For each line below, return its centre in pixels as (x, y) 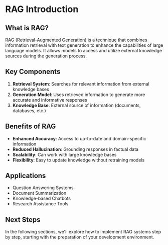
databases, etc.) (29, 110)
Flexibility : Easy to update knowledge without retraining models (78, 160)
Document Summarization (39, 193)
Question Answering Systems (43, 188)
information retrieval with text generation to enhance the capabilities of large (84, 45)
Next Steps (23, 220)
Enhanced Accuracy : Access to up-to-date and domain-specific (79, 138)
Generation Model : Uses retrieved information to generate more (79, 95)
